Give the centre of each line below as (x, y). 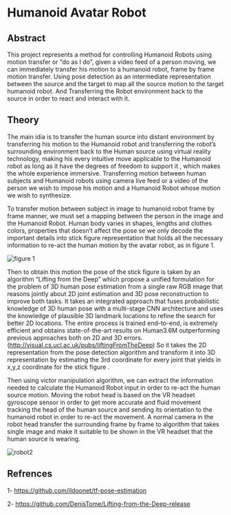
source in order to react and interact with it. (68, 98)
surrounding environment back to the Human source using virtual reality (109, 151)
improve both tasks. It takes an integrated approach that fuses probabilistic (113, 301)
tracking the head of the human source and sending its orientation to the (110, 409)
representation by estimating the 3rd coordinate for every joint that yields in (114, 359)
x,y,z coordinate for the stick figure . (58, 367)
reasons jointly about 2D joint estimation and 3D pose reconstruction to (108, 293)
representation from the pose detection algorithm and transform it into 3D (111, 352)
